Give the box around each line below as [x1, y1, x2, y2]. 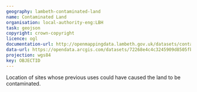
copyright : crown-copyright [6, 30, 75, 36]
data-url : [6, 47, 30, 53]
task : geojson [6, 25, 41, 31]
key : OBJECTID [6, 57, 41, 63]
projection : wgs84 [6, 52, 51, 58]
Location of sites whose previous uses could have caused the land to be [6, 74, 181, 81]
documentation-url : [6, 42, 54, 47]
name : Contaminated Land [6, 14, 67, 20]
